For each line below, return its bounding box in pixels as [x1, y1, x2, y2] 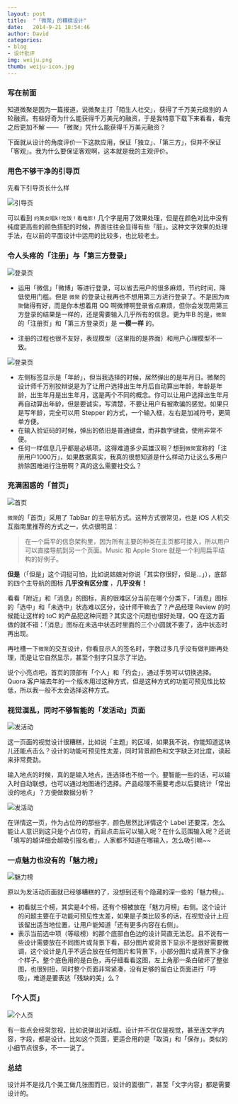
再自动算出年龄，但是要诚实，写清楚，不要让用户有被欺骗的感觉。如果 [17, 399, 223, 408]
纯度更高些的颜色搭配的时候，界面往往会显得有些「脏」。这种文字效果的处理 [7, 222, 228, 231]
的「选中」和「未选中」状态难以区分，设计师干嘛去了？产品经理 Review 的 [7, 603, 225, 611]
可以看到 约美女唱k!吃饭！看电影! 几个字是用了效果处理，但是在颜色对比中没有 [7, 214, 229, 222]
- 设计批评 [7, 50, 35, 57]
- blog [7, 43, 27, 50]
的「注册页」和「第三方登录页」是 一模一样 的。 [17, 319, 158, 327]
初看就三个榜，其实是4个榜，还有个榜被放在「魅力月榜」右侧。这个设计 [17, 903, 227, 911]
